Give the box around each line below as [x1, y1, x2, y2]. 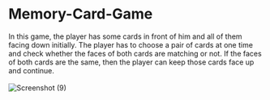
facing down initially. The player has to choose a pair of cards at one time [8, 40, 254, 49]
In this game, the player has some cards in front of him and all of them [8, 31, 242, 41]
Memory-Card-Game [8, 5, 153, 23]
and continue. [8, 65, 55, 75]
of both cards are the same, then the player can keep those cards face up [8, 57, 255, 67]
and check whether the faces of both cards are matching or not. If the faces [8, 48, 262, 58]
